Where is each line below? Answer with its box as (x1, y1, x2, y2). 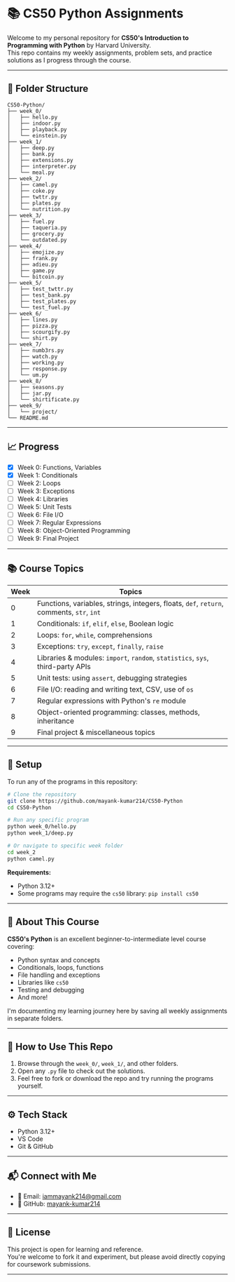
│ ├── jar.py (7, 390, 52, 397)
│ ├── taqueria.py (7, 224, 68, 231)
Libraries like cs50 (17, 978, 69, 986)
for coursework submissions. (7, 1260, 91, 1268)
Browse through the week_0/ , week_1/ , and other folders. (17, 1060, 178, 1068)
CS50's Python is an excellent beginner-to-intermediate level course (7, 934, 206, 943)
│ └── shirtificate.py (7, 396, 80, 403)
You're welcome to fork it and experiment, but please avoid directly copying (7, 1253, 226, 1261)
